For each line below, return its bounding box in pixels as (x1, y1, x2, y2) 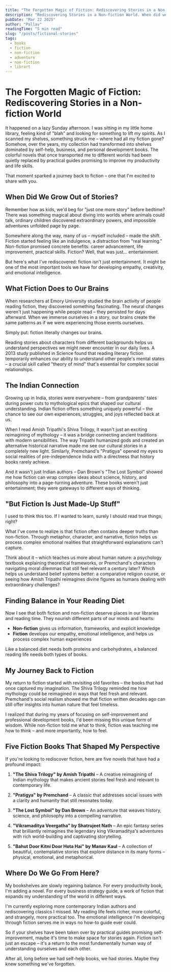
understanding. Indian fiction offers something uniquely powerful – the (5, 405, 153, 412)
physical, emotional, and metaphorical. (12, 854, 94, 860)
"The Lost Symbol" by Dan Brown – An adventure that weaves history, (12, 807, 162, 813)
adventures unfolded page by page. (5, 222, 80, 228)
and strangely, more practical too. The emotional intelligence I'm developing (5, 914, 165, 920)
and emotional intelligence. (5, 269, 62, 275)
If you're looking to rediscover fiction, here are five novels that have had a (5, 756, 160, 762)
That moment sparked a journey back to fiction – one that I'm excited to (5, 173, 155, 179)
